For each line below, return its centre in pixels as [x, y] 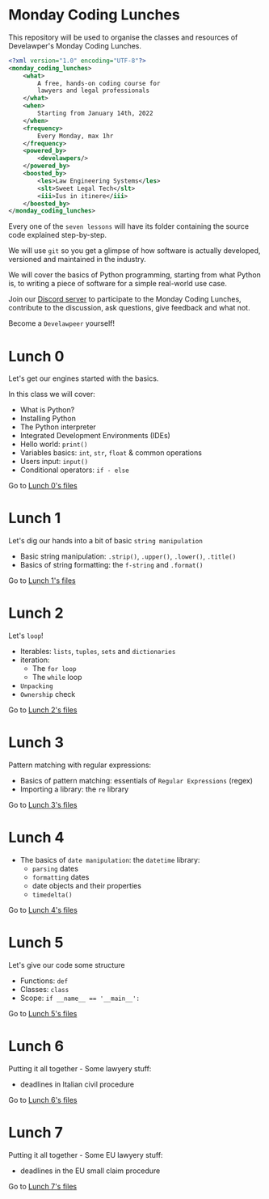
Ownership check [48, 694]
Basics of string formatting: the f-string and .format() [111, 565]
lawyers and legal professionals [94, 91]
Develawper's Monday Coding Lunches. [75, 45]
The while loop [57, 678]
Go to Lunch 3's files [43, 805]
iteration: [35, 660]
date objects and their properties [86, 886]
